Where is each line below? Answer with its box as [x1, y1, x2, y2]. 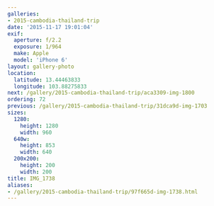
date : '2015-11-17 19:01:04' [7, 23, 94, 30]
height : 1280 [20, 122, 59, 130]
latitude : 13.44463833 [13, 76, 81, 84]
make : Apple [13, 50, 50, 57]
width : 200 [20, 168, 52, 176]
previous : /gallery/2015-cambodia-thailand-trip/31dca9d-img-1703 [7, 103, 208, 110]
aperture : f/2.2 [13, 37, 62, 44]
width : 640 [20, 149, 52, 156]
